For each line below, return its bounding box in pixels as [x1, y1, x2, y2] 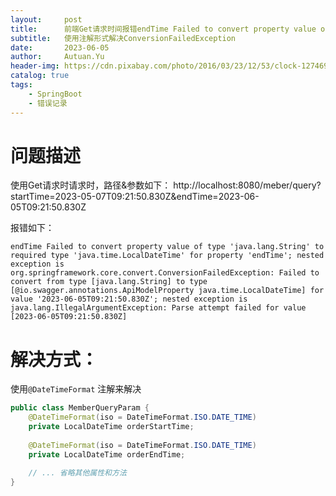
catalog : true [10, 71, 70, 81]
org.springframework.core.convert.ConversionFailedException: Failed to [10, 268, 320, 278]
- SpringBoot [28, 89, 83, 99]
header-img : [10, 61, 60, 71]
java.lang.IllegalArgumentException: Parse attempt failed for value [10, 303, 307, 313]
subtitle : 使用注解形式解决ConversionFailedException [10, 33, 237, 43]
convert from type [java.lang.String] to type [10, 277, 208, 287]
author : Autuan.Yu [10, 52, 105, 62]
